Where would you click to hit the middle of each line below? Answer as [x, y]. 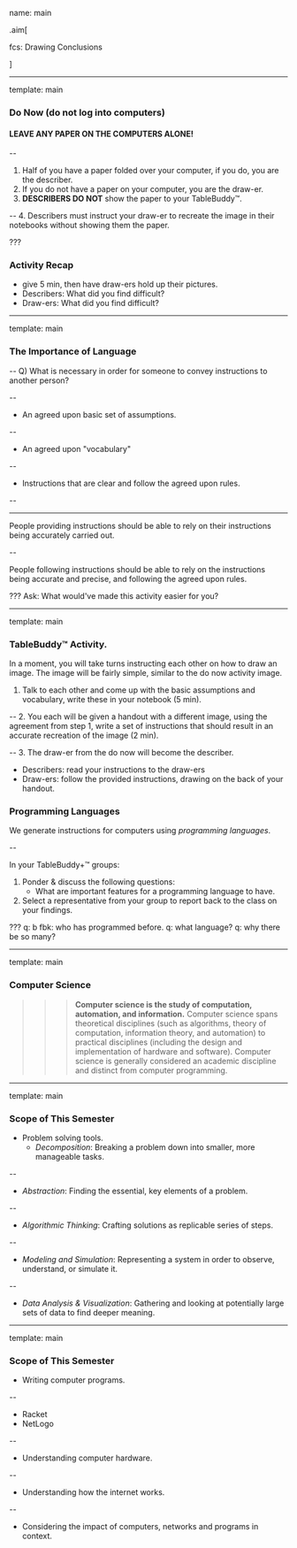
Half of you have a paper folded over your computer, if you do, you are [150, 171]
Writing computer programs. [73, 1380]
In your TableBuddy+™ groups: [65, 865]
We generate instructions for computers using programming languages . [140, 831]
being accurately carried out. [62, 535]
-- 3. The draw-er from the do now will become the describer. [122, 753]
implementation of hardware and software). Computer [173, 1051]
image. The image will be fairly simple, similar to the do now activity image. [146, 673]
